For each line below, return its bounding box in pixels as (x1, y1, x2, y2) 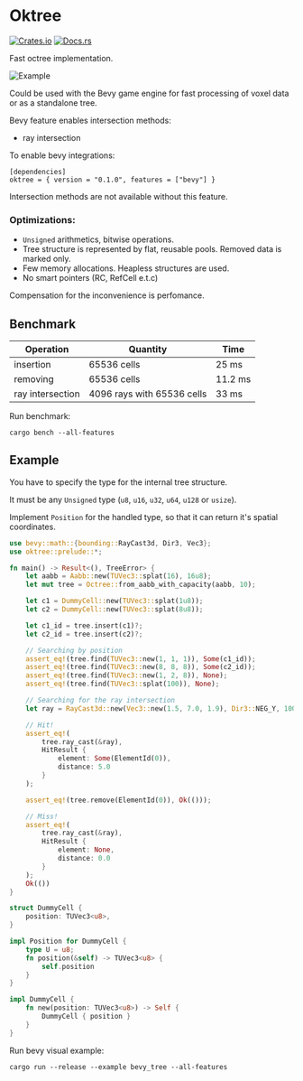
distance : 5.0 (57, 762, 111, 772)
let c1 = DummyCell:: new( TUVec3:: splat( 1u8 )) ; (25, 597, 204, 606)
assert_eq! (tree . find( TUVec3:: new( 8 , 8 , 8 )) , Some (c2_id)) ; (25, 663, 256, 672)
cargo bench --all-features (9, 428, 115, 438)
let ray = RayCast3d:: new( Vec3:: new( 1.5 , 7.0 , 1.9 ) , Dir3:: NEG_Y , (25, 704, 280, 713)
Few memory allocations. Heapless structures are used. (22, 263, 230, 274)
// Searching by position (25, 646, 124, 655)
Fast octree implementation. (9, 52, 114, 63)
